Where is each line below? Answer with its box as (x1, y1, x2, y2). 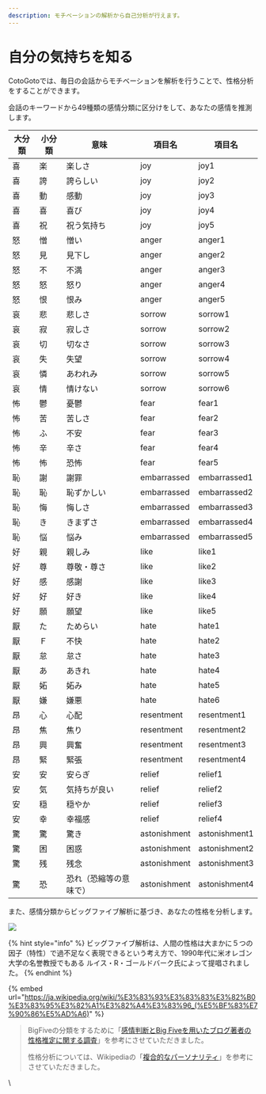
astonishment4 (198, 878, 254, 889)
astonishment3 (198, 857, 254, 868)
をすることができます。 (8, 85, 85, 95)
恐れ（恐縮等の (66, 872, 123, 883)
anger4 (198, 279, 226, 290)
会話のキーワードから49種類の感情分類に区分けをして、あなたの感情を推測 (8, 102, 253, 112)
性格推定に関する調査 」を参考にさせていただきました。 (27, 1035, 208, 1045)
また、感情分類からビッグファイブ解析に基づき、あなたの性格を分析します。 (8, 906, 257, 916)
